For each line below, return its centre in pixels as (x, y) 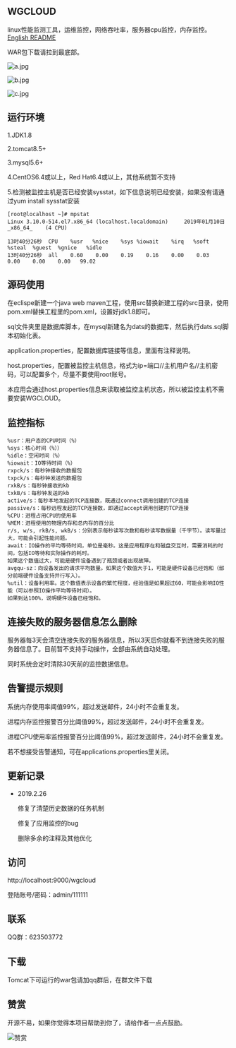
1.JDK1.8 (20, 135)
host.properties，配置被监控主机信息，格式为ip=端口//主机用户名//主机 (110, 366)
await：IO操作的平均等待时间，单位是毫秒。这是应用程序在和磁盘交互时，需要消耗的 (113, 546)
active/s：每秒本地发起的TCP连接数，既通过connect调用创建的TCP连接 (98, 501)
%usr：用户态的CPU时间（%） (44, 441)
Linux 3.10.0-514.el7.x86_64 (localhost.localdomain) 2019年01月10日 (116, 222)
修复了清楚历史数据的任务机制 (61, 808)
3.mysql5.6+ (25, 162)
